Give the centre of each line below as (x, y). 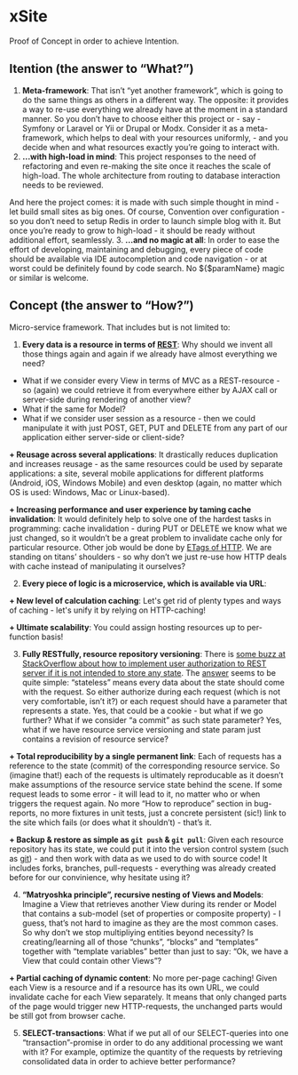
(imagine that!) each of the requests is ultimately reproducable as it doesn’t (146, 774)
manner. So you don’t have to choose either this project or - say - (141, 118)
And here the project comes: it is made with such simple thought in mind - (144, 202)
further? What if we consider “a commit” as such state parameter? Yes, (152, 720)
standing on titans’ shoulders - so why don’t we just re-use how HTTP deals (148, 557)
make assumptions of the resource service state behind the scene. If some (146, 784)
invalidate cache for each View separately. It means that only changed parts (148, 997)
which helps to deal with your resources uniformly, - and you (177, 137)
